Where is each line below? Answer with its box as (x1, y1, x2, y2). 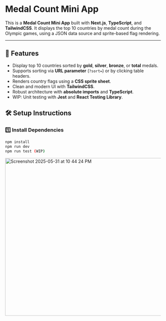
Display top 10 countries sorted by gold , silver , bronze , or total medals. (12, 62, 159, 68)
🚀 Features (5, 49, 39, 58)
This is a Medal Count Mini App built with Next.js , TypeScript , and (5, 20, 142, 26)
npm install (5, 139, 30, 144)
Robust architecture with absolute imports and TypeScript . (12, 89, 134, 94)
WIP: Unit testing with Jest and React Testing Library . (12, 94, 123, 100)
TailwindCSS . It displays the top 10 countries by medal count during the (5, 25, 152, 31)
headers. (12, 73, 31, 79)
